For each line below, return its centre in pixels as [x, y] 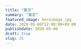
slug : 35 [15, 39]
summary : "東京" [22, 15]
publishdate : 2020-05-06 [32, 29]
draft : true [18, 34]
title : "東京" [20, 10]
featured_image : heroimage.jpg [38, 19]
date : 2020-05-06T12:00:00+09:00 [41, 24]
